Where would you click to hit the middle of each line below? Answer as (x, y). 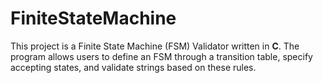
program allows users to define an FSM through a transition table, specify (161, 56)
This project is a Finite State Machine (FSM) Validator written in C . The (155, 46)
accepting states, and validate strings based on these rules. (133, 67)
